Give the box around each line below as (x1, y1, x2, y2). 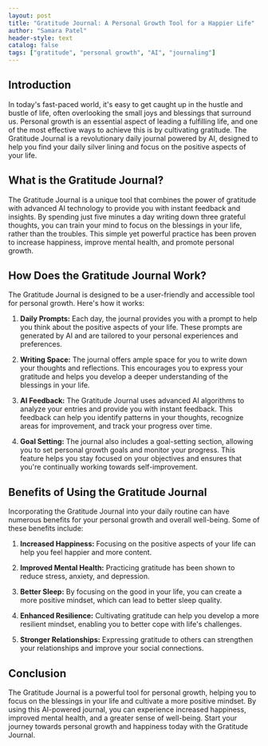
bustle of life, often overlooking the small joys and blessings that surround (8, 108, 251, 117)
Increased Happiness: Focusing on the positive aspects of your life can (19, 539, 256, 549)
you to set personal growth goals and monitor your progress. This (19, 445, 235, 455)
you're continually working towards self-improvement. (19, 462, 198, 472)
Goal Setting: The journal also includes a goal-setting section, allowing (19, 437, 254, 446)
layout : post (8, 11, 52, 20)
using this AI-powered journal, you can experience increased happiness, (8, 704, 246, 715)
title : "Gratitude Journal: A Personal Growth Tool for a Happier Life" (8, 19, 255, 27)
